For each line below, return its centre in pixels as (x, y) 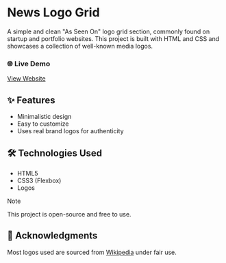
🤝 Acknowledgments (52, 236)
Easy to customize (43, 124)
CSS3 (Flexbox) (39, 180)
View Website (26, 79)
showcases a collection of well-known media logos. (80, 46)
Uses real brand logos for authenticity (71, 131)
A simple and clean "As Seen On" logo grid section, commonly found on (109, 31)
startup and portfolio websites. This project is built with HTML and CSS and (113, 38)
